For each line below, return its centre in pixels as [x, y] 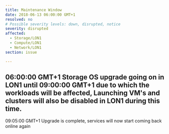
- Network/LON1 [26, 48]
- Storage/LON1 [26, 38]
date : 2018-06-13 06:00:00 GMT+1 [40, 15]
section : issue [21, 52]
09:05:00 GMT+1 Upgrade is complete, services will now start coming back [83, 121]
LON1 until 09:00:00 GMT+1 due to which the [77, 85]
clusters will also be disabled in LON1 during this [83, 101]
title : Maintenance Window [34, 10]
